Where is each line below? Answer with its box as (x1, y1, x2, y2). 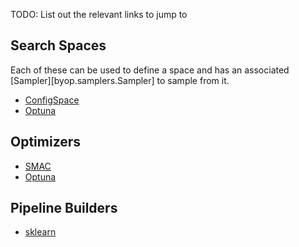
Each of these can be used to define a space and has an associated (10, 64, 290, 76)
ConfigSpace (24, 94, 80, 106)
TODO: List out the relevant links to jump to (10, 9, 188, 20)
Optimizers (10, 134, 82, 151)
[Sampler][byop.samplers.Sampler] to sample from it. (10, 74, 230, 86)
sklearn (24, 226, 57, 238)
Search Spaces (10, 37, 107, 54)
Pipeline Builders (10, 200, 118, 217)
